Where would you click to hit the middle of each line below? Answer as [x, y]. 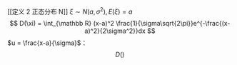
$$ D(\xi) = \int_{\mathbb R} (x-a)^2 [62, 23]
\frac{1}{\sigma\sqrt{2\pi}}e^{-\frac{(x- [173, 23]
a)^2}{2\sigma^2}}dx [115, 31]
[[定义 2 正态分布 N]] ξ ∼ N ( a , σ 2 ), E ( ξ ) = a [70, 11]
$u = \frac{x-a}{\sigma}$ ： [47, 43]
